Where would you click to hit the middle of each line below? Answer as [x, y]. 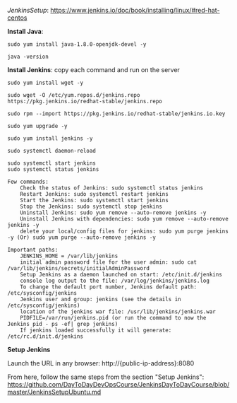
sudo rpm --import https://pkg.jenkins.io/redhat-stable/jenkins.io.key [116, 114]
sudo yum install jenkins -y [50, 139]
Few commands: [28, 182]
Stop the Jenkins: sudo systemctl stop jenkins [91, 206]
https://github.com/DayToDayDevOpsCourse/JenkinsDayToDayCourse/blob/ [119, 384]
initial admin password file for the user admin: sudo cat [109, 262]
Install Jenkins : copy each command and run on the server [93, 70]
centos [17, 18]
